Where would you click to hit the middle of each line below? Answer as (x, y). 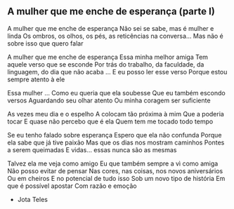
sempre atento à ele (36, 79)
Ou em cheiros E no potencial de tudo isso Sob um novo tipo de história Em (116, 178)
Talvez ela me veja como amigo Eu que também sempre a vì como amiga (113, 163)
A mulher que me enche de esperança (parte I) (111, 12)
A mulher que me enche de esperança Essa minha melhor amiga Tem (108, 57)
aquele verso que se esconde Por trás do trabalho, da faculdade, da (106, 64)
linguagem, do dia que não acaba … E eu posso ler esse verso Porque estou (117, 72)
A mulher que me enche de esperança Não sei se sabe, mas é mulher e (111, 28)
